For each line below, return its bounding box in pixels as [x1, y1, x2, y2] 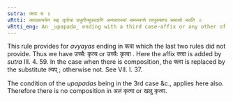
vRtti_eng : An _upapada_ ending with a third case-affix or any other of [7, 23, 227, 30]
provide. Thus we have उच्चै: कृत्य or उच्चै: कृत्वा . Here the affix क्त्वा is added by [7, 50, 222, 58]
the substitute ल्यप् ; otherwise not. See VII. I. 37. [7, 65, 143, 74]
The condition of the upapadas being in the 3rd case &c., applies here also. [7, 79, 225, 87]
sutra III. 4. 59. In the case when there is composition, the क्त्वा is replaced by [7, 58, 225, 66]
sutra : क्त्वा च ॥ [7, 10, 51, 17]
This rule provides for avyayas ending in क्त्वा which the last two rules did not [7, 42, 226, 51]
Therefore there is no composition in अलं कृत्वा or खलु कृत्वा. [7, 87, 167, 95]
